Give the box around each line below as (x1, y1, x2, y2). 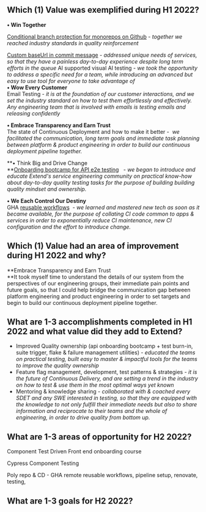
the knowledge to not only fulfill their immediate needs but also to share (15, 401, 197, 408)
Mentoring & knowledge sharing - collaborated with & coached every (15, 388, 191, 395)
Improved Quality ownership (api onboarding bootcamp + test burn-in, (15, 342, 193, 350)
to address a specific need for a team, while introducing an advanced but (7, 70, 193, 78)
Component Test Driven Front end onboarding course (7, 448, 142, 455)
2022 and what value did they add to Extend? (7, 326, 183, 337)
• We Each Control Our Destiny (7, 197, 86, 204)
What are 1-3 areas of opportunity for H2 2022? (7, 431, 192, 442)
